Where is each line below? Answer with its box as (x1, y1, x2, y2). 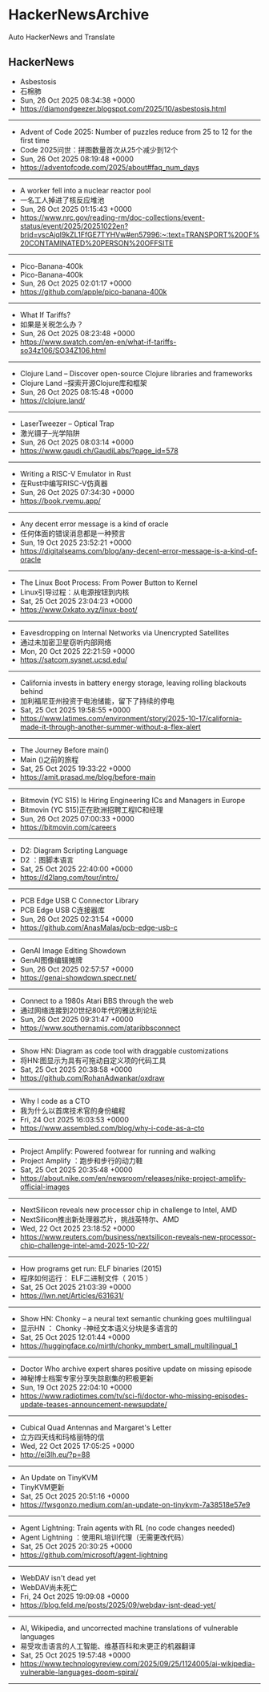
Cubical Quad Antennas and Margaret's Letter (19, 1422, 172, 1432)
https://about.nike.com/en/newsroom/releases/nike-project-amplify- (19, 1173, 247, 1183)
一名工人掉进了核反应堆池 (19, 195, 105, 205)
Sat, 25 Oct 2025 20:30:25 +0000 (19, 1541, 133, 1551)
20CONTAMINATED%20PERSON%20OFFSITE (19, 238, 174, 248)
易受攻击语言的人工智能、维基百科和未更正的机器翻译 (19, 1641, 196, 1650)
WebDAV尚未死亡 (19, 1582, 78, 1592)
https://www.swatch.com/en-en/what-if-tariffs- (19, 337, 177, 347)
